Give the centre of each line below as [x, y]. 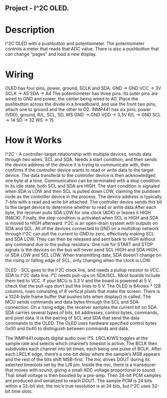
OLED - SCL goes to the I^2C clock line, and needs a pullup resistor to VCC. [83, 270]
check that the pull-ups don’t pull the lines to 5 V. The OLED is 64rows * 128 [83, 286]
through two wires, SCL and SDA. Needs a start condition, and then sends [81, 159]
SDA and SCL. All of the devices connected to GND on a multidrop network [82, 228]
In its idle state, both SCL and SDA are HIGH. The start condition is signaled [83, 186]
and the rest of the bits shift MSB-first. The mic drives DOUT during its [78, 359]
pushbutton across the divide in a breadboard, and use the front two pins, [81, 104]
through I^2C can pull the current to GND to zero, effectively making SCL [80, 234]
